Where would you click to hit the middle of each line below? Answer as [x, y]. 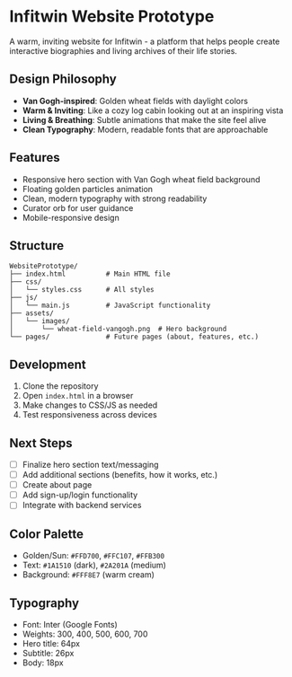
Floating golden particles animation [88, 189]
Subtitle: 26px [48, 653]
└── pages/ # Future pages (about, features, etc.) [134, 337]
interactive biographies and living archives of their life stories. [124, 50]
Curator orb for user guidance [78, 207]
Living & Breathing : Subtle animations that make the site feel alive [144, 119]
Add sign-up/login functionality [80, 495]
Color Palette [46, 534]
